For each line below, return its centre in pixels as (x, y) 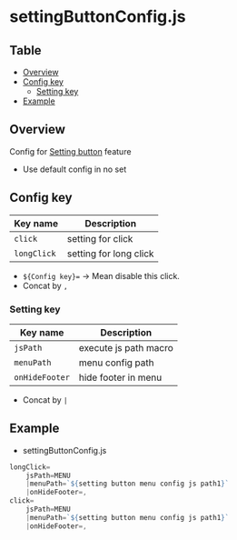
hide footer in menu (120, 377)
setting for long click (110, 254)
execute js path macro (126, 347)
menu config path (116, 363)
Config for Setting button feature (70, 151)
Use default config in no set (74, 169)
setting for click (100, 238)
